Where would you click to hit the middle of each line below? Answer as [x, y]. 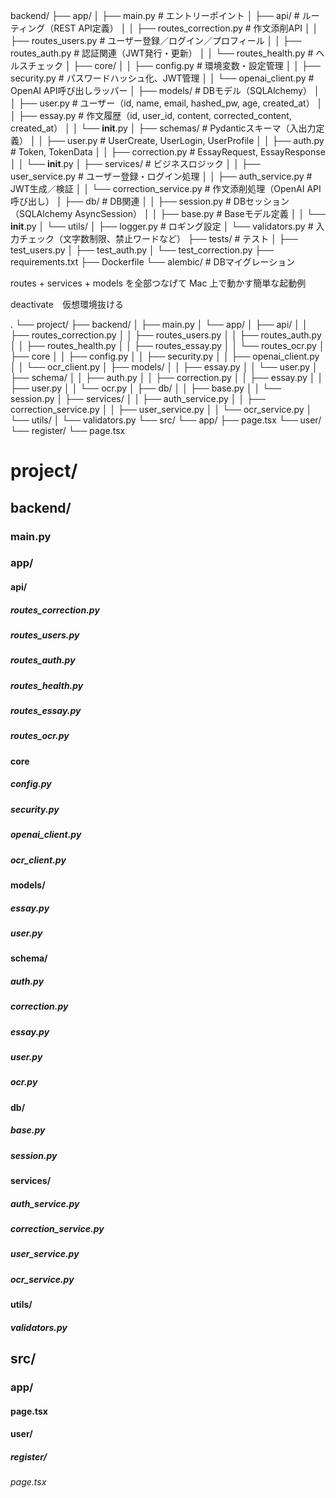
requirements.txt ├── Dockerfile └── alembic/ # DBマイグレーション [153, 262]
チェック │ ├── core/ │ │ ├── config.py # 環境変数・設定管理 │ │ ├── [174, 65]
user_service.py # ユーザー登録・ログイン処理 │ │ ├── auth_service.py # [161, 176]
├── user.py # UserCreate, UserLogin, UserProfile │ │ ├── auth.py [185, 140]
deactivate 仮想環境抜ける [67, 304]
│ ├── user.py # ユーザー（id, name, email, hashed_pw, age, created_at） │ [166, 103]
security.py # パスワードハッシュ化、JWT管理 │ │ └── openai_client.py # [162, 78]
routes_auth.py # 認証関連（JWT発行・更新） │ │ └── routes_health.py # [162, 53]
